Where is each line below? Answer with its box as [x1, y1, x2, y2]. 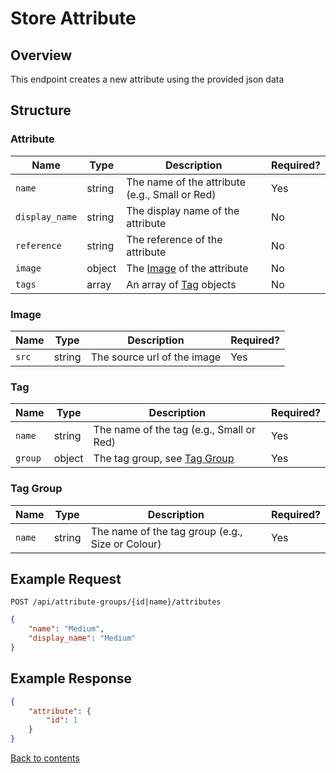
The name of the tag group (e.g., [90, 524, 243, 538]
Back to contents [10, 752, 80, 764]
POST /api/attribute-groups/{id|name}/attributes [10, 597, 222, 607]
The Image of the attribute [126, 261, 249, 275]
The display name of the [126, 203, 240, 217]
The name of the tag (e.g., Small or [93, 423, 257, 437]
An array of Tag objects [126, 277, 237, 291]
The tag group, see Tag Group [93, 452, 235, 466]
